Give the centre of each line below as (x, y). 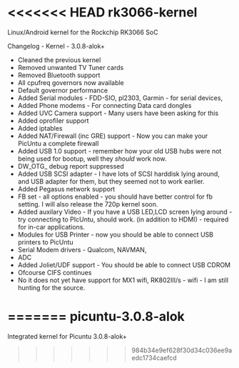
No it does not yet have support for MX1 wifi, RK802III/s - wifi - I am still (123, 280)
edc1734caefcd (154, 357)
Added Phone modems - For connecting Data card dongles (105, 105)
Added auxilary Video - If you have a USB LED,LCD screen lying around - (125, 212)
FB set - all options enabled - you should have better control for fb (115, 197)
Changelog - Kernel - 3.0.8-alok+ (56, 46)
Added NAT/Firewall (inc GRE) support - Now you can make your (113, 136)
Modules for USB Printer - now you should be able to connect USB (116, 234)
